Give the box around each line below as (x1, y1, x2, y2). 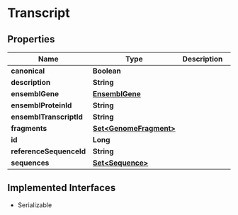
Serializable (17, 200, 52, 209)
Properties (7, 33, 55, 45)
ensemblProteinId (11, 100, 72, 110)
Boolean (92, 66, 122, 76)
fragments (11, 124, 47, 133)
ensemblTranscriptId (11, 112, 84, 122)
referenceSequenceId (11, 146, 86, 156)
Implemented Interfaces (7, 182, 116, 194)
